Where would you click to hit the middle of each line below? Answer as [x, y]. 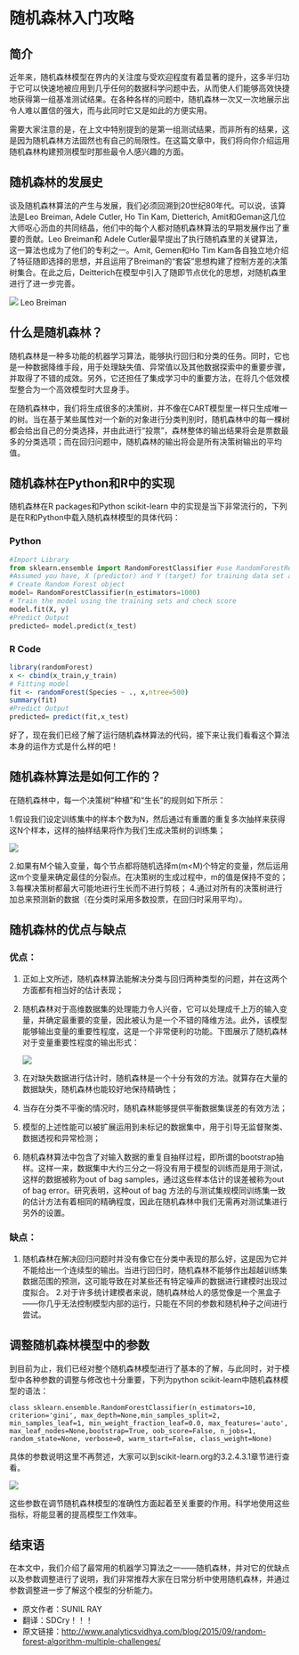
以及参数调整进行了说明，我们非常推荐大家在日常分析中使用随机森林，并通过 [149, 1579]
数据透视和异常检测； [61, 1137]
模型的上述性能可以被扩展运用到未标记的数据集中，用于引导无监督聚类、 [154, 1127]
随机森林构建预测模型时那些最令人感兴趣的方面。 [99, 151]
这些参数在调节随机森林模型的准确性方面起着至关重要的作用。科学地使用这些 [149, 1503]
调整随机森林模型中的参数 [79, 1345]
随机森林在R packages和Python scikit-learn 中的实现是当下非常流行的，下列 [148, 506]
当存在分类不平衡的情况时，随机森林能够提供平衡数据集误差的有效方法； [154, 1108]
